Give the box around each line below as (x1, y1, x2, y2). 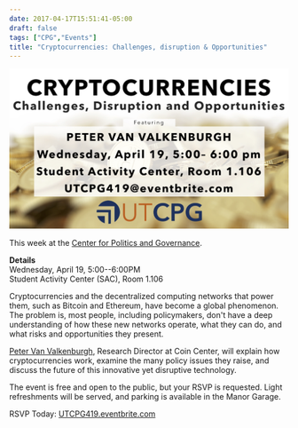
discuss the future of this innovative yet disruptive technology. (9, 365, 237, 376)
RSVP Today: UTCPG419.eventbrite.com (9, 408, 156, 419)
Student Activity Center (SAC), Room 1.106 (9, 273, 164, 284)
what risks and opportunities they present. (9, 329, 164, 339)
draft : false (9, 23, 58, 33)
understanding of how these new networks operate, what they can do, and (9, 320, 282, 330)
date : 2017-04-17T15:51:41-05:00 (9, 14, 133, 23)
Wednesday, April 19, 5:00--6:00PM (9, 265, 141, 275)
